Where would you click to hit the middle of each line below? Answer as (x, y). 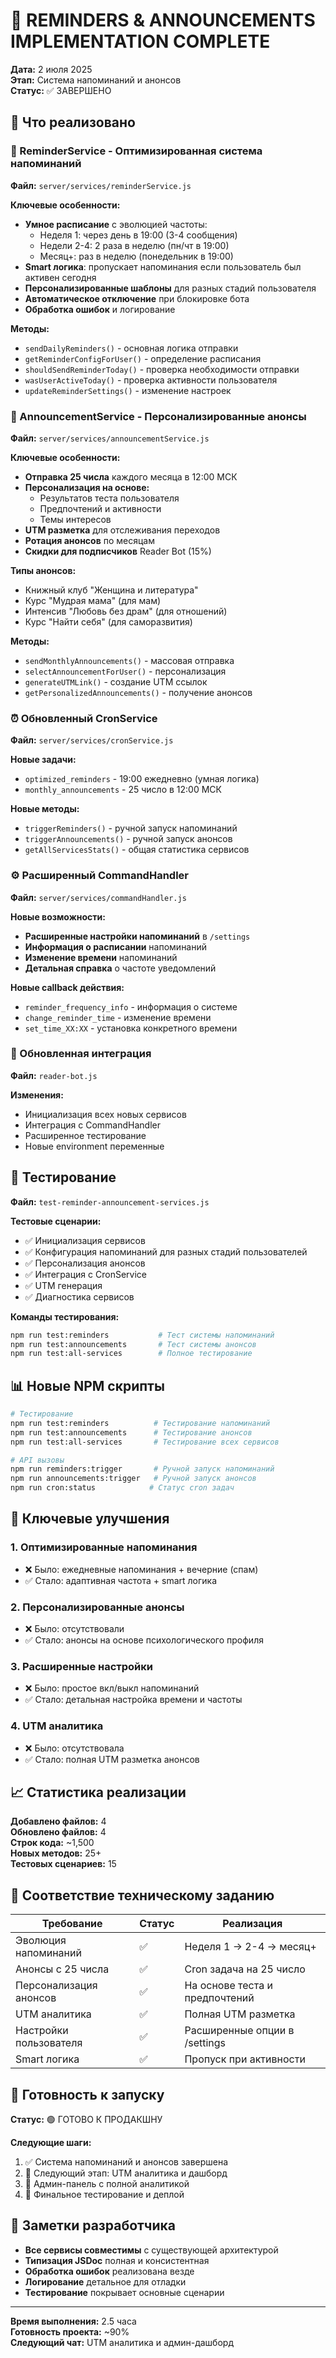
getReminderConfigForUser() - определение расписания (143, 358)
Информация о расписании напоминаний (116, 946)
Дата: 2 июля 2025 (51, 69)
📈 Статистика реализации (98, 1792)
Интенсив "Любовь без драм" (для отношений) (126, 611)
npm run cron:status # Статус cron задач (122, 1488)
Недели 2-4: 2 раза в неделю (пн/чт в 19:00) (134, 245)
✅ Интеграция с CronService (85, 1274)
